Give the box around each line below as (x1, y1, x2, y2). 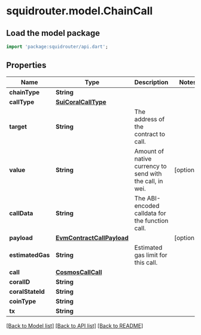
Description (134, 78, 169, 86)
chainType (9, 88, 40, 96)
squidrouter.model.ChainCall (6, 4, 153, 18)
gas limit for (134, 251, 167, 259)
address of (134, 115, 165, 123)
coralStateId (9, 287, 45, 296)
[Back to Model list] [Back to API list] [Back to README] (6, 322, 144, 329)
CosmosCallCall (56, 268, 102, 276)
